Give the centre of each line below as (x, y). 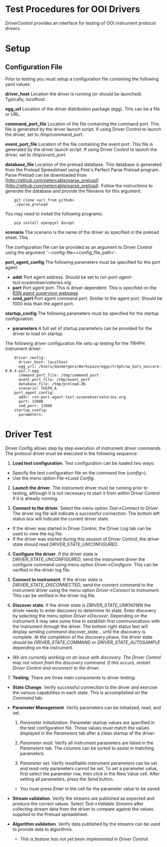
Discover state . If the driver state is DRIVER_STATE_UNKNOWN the (82, 605)
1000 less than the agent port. (43, 304)
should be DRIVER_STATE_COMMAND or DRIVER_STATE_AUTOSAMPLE (86, 642)
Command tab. (28, 698)
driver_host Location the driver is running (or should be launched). (74, 94)
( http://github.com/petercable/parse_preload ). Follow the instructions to (79, 185)
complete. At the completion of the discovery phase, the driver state (83, 637)
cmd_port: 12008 (35, 406)
